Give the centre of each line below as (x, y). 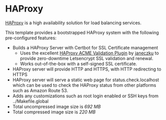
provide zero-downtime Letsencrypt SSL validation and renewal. (87, 58)
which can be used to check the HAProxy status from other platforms (84, 85)
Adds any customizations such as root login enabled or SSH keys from (85, 96)
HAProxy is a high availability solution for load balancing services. (73, 23)
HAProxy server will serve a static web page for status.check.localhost (86, 80)
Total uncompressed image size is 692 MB (57, 106)
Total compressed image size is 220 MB (54, 112)
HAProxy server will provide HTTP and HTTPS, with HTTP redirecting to (87, 69)
